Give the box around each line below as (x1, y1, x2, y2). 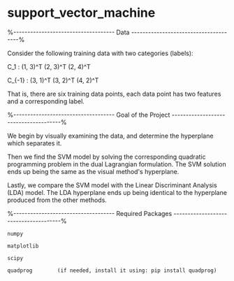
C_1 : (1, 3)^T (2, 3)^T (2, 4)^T (7, 62, 91, 71)
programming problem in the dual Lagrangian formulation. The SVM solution (7, 159, 226, 168)
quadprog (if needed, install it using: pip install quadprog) (7, 267, 217, 274)
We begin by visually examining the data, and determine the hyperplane (7, 131, 214, 140)
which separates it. (7, 138, 62, 147)
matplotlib (7, 243, 39, 250)
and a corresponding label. (7, 96, 85, 106)
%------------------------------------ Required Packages (7, 209, 173, 217)
